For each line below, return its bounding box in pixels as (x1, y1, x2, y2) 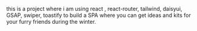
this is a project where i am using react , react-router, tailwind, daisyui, (6, 5, 182, 12)
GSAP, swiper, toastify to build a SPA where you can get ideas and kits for (6, 12, 192, 19)
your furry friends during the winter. (6, 18, 96, 25)
